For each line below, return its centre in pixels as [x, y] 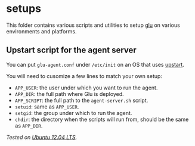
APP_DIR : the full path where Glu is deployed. [69, 94]
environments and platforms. [41, 31]
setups [24, 9]
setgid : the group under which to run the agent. [73, 113]
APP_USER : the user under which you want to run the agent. [86, 88]
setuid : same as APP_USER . [47, 107]
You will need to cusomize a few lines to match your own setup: [84, 76]
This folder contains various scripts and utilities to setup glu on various [93, 25]
